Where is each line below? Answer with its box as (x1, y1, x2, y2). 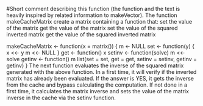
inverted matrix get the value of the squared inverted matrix (6, 31, 156, 38)
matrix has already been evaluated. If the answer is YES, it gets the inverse (6, 75, 194, 82)
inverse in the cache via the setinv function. (6, 94, 116, 101)
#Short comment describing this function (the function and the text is (6, 5, 180, 12)
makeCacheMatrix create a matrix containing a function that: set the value (6, 18, 193, 25)
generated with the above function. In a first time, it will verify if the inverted (6, 68, 197, 75)
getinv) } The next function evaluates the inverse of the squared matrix (6, 62, 184, 69)
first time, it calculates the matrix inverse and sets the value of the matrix (6, 88, 189, 94)
